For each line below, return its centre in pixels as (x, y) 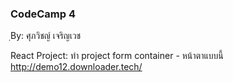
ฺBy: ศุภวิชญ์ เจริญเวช (46, 36)
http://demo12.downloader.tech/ (76, 67)
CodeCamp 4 (43, 14)
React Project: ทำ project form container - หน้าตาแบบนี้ (117, 56)
